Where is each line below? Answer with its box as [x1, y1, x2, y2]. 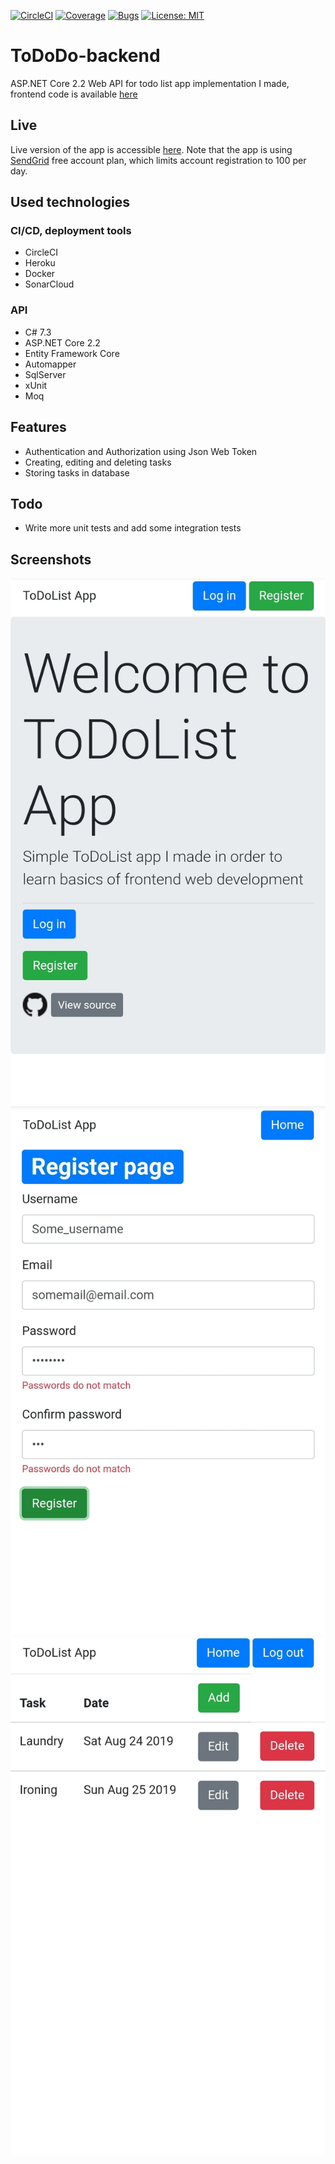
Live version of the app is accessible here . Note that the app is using [10, 143, 293, 155]
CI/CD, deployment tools [10, 224, 132, 238]
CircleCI [24, 246, 58, 259]
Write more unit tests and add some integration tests [24, 522, 242, 534]
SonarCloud [24, 278, 75, 290]
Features [10, 419, 67, 436]
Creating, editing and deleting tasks [24, 456, 172, 468]
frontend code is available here [10, 88, 138, 100]
